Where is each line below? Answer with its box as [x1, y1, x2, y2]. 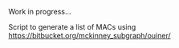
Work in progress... [8, 7, 71, 16]
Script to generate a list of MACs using [8, 22, 136, 31]
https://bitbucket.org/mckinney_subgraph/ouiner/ [8, 31, 171, 40]
